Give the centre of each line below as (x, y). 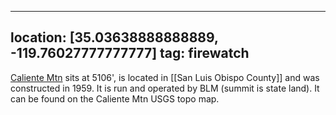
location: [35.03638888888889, (114, 37)
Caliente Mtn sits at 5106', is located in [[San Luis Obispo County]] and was (165, 77)
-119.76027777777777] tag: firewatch (130, 53)
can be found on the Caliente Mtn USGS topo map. (115, 98)
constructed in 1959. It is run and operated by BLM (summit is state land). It (165, 88)
